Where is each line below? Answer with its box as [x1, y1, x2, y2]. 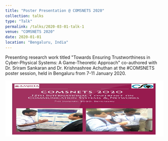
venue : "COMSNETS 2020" [5, 29, 55, 35]
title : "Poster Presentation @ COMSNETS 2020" [5, 8, 105, 13]
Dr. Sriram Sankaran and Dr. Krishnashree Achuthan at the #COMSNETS [5, 65, 155, 71]
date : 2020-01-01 [5, 35, 42, 40]
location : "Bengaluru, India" [5, 40, 69, 45]
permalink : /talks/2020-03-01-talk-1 [5, 24, 85, 29]
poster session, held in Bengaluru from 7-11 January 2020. [5, 70, 127, 76]
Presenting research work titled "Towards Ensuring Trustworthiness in [5, 54, 150, 60]
